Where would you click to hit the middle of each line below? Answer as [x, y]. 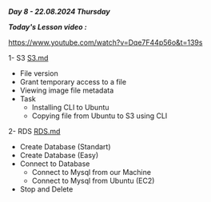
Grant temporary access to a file [73, 82]
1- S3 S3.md [28, 58]
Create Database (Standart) [65, 147]
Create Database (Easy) [59, 155]
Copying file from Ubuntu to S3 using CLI [100, 116]
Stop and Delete [46, 189]
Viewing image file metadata [67, 90]
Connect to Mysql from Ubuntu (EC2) [93, 180]
